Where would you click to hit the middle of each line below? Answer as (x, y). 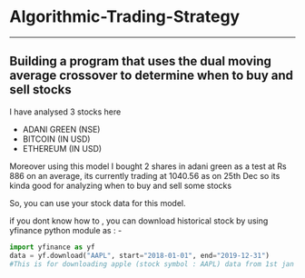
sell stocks (41, 89)
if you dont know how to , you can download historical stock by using (139, 221)
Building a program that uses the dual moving (141, 61)
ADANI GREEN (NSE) (61, 129)
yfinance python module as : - (66, 230)
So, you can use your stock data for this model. (98, 203)
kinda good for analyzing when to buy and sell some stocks (121, 185)
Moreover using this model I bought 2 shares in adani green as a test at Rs (148, 166)
